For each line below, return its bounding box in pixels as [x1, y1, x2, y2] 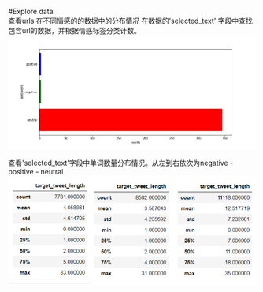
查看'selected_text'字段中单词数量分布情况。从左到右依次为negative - [8, 158, 234, 167]
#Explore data [8, 7, 54, 16]
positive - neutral [8, 167, 64, 176]
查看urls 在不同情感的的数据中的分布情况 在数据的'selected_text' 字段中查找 [8, 16, 254, 25]
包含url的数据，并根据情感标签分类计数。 [8, 26, 142, 35]
